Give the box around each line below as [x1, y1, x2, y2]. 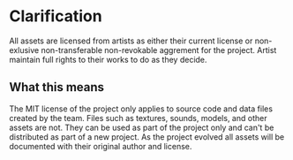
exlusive [9, 44, 40, 55]
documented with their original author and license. [9, 141, 192, 151]
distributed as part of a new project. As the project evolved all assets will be [9, 131, 285, 142]
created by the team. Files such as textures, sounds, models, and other [9, 112, 267, 123]
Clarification [9, 6, 103, 27]
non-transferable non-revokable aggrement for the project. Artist [41, 44, 277, 55]
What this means [9, 80, 104, 95]
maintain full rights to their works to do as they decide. [9, 54, 207, 65]
